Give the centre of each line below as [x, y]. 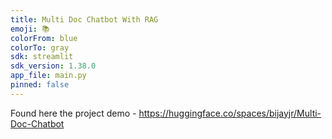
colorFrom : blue [44, 38]
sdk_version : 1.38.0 [53, 66]
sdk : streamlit [42, 57]
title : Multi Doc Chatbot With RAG [84, 19]
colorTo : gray [40, 47]
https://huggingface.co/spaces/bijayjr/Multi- [230, 113]
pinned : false [40, 85]
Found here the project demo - [73, 113]
